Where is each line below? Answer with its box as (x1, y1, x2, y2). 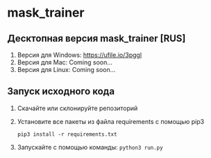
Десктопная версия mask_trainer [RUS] (7, 33, 186, 44)
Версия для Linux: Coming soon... (17, 66, 116, 73)
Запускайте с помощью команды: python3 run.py (17, 143, 163, 151)
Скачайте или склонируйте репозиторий (17, 104, 138, 112)
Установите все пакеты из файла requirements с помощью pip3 (17, 117, 205, 125)
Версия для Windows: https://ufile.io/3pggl (17, 51, 142, 59)
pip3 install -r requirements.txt (17, 130, 117, 138)
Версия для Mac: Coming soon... (17, 58, 113, 67)
